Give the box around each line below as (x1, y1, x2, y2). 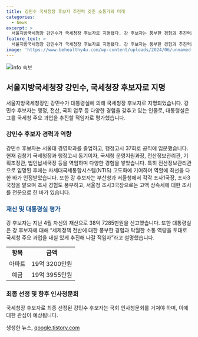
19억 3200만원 (31, 260, 72, 268)
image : (6, 47, 22, 53)
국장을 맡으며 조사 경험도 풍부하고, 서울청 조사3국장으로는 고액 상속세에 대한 (6, 181, 181, 188)
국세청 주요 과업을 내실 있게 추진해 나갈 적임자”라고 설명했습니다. (6, 234, 155, 241)
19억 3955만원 (31, 271, 72, 279)
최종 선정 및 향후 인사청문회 (6, 290, 79, 298)
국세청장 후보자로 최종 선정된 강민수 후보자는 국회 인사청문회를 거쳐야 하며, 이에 (6, 304, 189, 312)
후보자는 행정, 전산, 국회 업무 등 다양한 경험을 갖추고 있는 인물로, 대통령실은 (16, 106, 190, 114)
